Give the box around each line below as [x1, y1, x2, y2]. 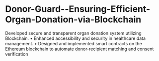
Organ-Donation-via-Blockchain [5, 14, 142, 25]
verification [5, 51, 28, 57]
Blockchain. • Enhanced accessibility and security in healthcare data [5, 35, 146, 41]
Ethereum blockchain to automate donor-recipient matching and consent [5, 46, 154, 52]
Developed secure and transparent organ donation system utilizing [5, 30, 142, 36]
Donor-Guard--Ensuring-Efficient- [5, 3, 151, 15]
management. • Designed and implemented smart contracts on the [5, 40, 143, 46]
